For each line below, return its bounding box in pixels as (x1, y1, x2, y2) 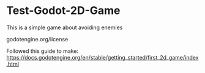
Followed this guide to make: (6, 47, 78, 55)
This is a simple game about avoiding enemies (6, 24, 123, 31)
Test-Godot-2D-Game (6, 4, 121, 18)
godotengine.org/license (6, 35, 69, 43)
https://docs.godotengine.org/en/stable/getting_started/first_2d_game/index (6, 54, 199, 61)
